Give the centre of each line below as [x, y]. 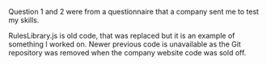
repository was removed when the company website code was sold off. [127, 53]
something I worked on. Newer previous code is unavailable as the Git [125, 44]
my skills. [24, 20]
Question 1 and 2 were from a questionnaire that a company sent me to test [133, 12]
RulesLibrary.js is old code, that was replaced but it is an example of [122, 36]
